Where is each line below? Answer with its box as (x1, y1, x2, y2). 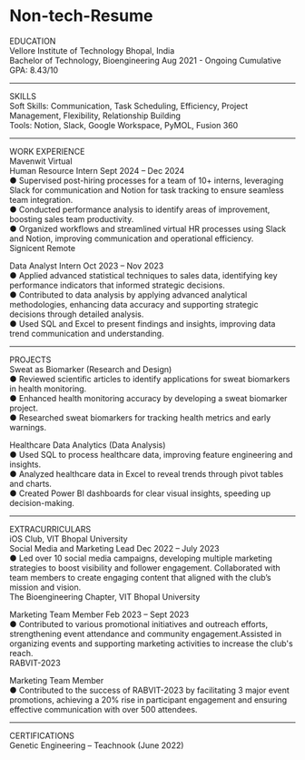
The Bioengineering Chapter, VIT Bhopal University (9, 591, 201, 602)
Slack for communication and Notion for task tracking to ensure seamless (9, 184, 284, 196)
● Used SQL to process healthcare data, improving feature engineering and (9, 449, 293, 460)
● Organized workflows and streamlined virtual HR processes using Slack (9, 223, 287, 234)
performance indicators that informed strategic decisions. (9, 279, 225, 290)
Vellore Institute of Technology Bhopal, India (9, 45, 175, 56)
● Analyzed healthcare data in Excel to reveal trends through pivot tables (9, 468, 284, 479)
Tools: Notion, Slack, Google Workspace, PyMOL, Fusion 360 (9, 119, 239, 130)
